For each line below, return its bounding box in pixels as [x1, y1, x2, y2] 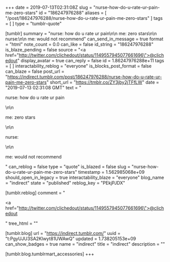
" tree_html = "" [5, 220, 38, 226]
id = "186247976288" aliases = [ [39, 10, 107, 16]
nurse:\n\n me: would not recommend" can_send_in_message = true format [5, 36, 164, 42]
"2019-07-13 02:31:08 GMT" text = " [5, 85, 81, 91]
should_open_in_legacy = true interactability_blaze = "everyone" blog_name [5, 174, 164, 180]
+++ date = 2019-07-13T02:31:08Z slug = [5, 5, 93, 10]
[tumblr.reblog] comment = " [5, 190, 65, 196]
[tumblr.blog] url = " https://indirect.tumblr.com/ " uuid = [5, 230, 121, 236]
